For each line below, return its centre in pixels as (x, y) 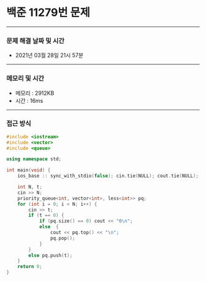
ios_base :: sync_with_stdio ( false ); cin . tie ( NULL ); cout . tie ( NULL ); (108, 176)
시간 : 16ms (29, 100)
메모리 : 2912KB (35, 93)
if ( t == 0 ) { (46, 215)
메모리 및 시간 (25, 78)
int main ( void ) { (29, 170)
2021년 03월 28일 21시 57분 (49, 55)
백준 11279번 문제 (48, 13)
